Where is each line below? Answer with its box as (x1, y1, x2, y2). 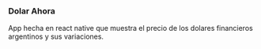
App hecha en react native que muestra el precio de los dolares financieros (8, 24, 253, 33)
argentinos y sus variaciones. (8, 32, 104, 41)
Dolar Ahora (8, 6, 55, 17)
